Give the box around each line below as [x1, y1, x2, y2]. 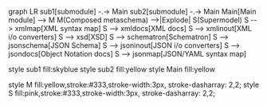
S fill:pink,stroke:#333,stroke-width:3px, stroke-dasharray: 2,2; [8, 88, 216, 98]
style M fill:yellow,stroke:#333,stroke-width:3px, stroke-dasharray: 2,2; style [8, 80, 260, 89]
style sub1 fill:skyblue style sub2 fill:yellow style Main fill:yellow [8, 65, 215, 74]
